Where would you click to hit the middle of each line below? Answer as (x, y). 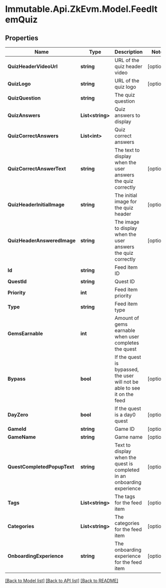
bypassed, (127, 369)
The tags (125, 497)
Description (129, 52)
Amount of (127, 318)
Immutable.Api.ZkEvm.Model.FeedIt (82, 9)
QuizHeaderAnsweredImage (41, 240)
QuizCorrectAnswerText (37, 169)
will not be (126, 382)
